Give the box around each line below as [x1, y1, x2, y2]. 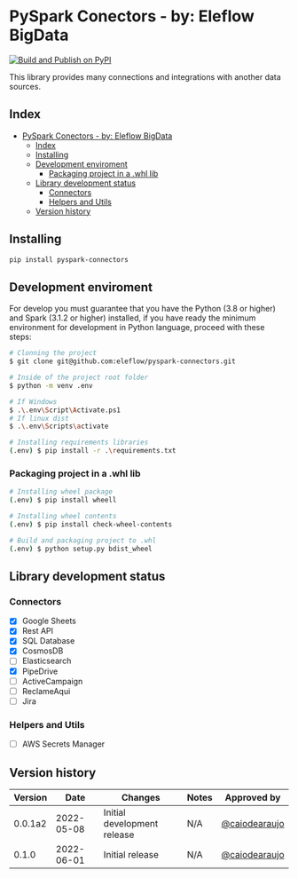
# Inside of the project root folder [9, 373, 149, 382]
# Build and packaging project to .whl [9, 535, 157, 545]
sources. [9, 81, 42, 91]
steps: [9, 331, 32, 343]
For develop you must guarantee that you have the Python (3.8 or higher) [9, 304, 277, 314]
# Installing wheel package [9, 487, 114, 496]
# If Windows [9, 397, 58, 406]
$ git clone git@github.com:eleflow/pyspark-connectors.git [9, 357, 237, 366]
